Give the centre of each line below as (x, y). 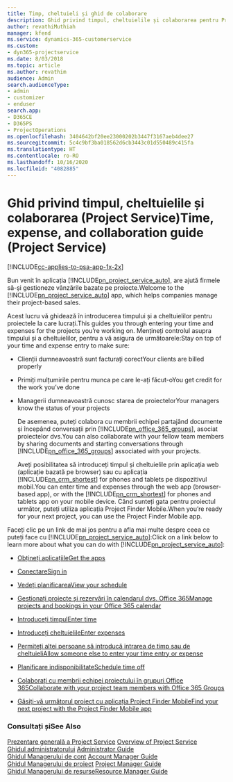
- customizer (26, 98)
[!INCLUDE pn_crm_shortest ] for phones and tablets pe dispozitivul (112, 479)
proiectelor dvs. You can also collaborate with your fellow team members (120, 436)
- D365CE (20, 117)
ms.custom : (23, 46)
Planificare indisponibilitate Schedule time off (81, 667)
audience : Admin (31, 78)
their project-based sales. (44, 302)
